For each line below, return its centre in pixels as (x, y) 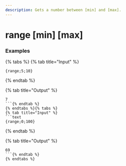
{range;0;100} (20, 122)
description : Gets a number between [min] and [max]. (64, 10)
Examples (18, 51)
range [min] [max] (44, 35)
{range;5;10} (19, 71)
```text (13, 117)
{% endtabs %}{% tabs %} (31, 109)
